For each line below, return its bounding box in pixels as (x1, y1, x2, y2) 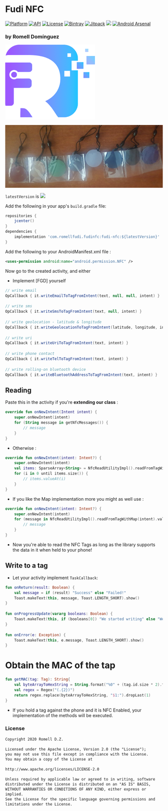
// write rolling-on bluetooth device (5, 367, 86, 372)
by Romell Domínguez (5, 33, 59, 40)
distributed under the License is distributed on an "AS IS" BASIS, (5, 782, 151, 787)
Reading (5, 386, 31, 394)
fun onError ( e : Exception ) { (5, 632, 66, 638)
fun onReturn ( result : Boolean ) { (5, 585, 75, 590)
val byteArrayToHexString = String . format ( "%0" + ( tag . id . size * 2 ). (14, 682, 162, 688)
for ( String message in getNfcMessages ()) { (14, 420, 108, 425)
